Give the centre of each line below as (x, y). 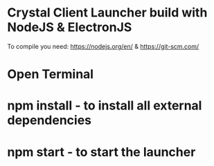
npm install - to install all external (105, 106)
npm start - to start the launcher (101, 152)
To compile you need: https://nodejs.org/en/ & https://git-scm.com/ (103, 46)
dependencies (50, 120)
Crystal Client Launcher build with (107, 13)
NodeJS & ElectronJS (70, 27)
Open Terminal (51, 74)
